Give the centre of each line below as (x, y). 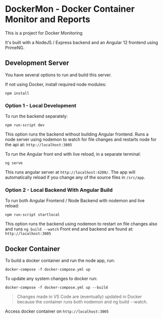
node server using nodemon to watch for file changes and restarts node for (81, 139)
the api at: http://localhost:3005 (39, 145)
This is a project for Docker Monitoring (44, 33)
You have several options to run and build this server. (59, 75)
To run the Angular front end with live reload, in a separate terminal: (73, 154)
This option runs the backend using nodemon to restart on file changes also (81, 224)
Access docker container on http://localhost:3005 (57, 311)
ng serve (14, 163)
